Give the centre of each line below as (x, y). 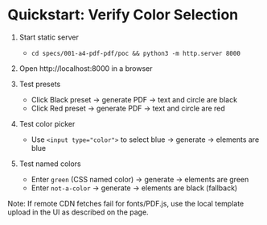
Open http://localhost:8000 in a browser (86, 68)
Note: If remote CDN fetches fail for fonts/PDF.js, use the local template (126, 203)
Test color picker (47, 123)
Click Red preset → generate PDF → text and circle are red (128, 108)
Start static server (49, 37)
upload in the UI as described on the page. (78, 212)
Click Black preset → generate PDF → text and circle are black (134, 99)
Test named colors (50, 164)
